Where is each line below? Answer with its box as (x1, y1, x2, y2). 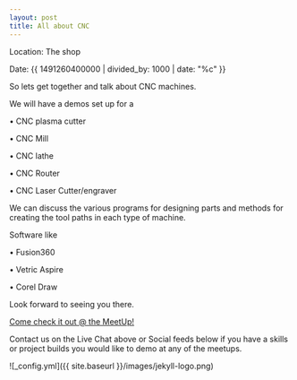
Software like (9, 229, 58, 240)
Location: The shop (9, 46, 81, 56)
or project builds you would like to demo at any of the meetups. (9, 342, 242, 354)
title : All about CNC (9, 22, 90, 30)
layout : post (9, 13, 58, 22)
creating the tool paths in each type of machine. (9, 212, 186, 222)
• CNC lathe (9, 150, 55, 161)
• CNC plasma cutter (9, 116, 87, 126)
